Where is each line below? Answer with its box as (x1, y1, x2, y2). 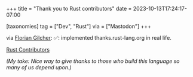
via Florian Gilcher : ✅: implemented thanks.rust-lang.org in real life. (6, 34, 172, 41)
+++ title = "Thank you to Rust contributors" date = (6, 5, 132, 12)
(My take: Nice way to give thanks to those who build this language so (6, 57, 180, 65)
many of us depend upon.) (6, 64, 72, 70)
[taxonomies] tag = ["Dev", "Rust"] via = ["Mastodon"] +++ (6, 23, 151, 30)
